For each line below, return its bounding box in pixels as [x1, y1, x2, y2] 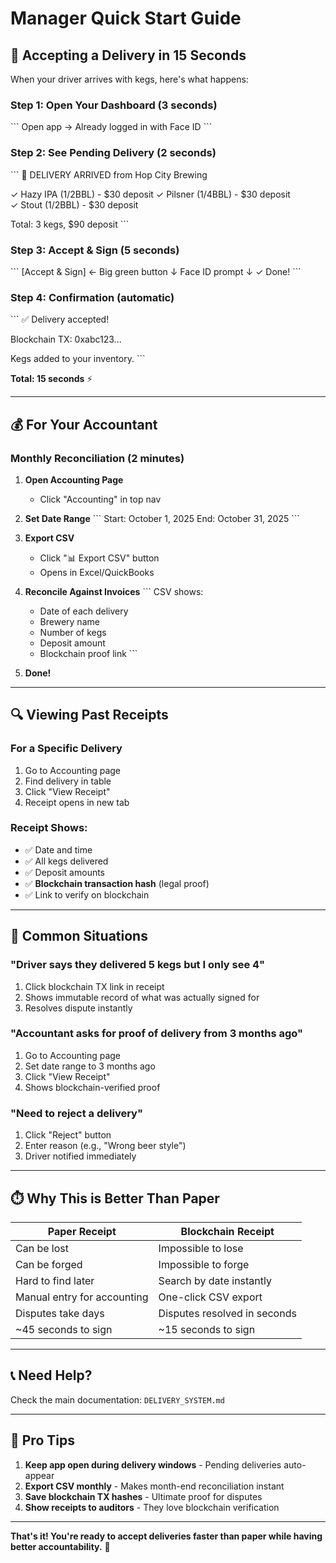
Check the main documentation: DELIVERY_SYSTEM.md [10, 1393, 225, 1406]
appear [24, 1469, 55, 1481]
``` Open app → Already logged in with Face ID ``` [10, 121, 213, 133]
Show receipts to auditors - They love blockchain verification [24, 1501, 280, 1513]
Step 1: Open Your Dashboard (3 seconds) [10, 98, 218, 112]
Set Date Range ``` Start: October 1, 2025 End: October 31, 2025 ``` [24, 512, 300, 524]
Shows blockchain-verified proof [24, 1081, 161, 1093]
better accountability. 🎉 [10, 1540, 111, 1552]
